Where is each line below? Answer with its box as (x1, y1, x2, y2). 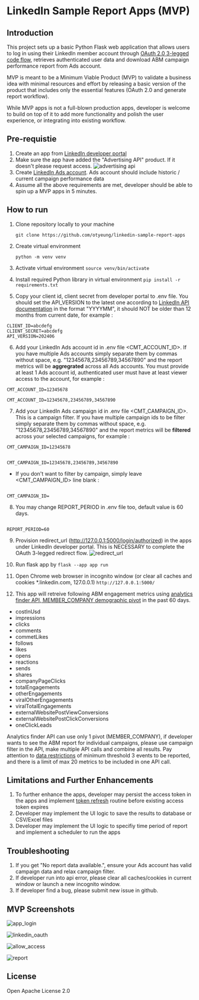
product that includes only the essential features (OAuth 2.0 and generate (7, 87, 187, 93)
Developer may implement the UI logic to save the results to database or (15, 810, 192, 817)
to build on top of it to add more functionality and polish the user (7, 111, 164, 117)
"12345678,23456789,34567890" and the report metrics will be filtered (15, 426, 191, 434)
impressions (15, 614, 46, 621)
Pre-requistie (7, 134, 57, 144)
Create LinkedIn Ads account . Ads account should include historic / (15, 168, 180, 176)
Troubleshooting (7, 846, 70, 856)
